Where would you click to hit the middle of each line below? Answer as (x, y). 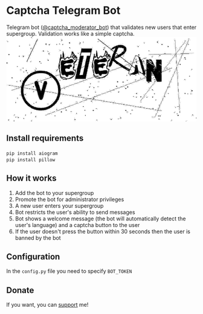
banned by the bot (38, 238)
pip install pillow (31, 160)
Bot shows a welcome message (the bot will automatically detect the (100, 219)
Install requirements (45, 139)
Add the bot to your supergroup (54, 193)
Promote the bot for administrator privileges (69, 199)
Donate (20, 290)
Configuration (33, 256)
